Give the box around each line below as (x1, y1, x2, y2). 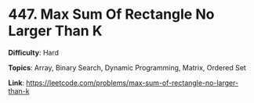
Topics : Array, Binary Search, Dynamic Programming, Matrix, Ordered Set (8, 62, 247, 72)
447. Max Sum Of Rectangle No (8, 5, 215, 23)
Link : (8, 78, 25, 87)
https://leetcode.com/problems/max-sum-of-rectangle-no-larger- (26, 78, 239, 87)
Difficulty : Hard (8, 48, 60, 57)
